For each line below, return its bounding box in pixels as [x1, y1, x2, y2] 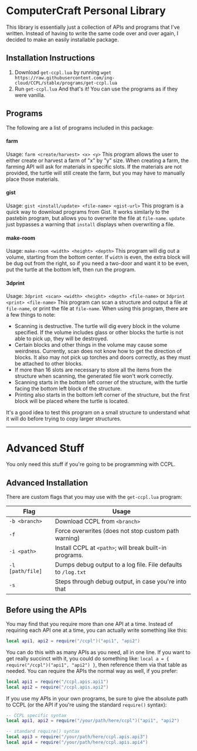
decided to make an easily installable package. [6, 36, 119, 43]
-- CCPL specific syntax [6, 712, 67, 718]
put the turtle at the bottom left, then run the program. [6, 266, 136, 273]
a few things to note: [6, 311, 56, 318]
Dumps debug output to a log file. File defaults [55, 561, 182, 569]
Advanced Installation [6, 478, 89, 488]
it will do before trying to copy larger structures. [6, 415, 122, 423]
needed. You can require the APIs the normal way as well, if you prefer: [6, 667, 178, 674]
